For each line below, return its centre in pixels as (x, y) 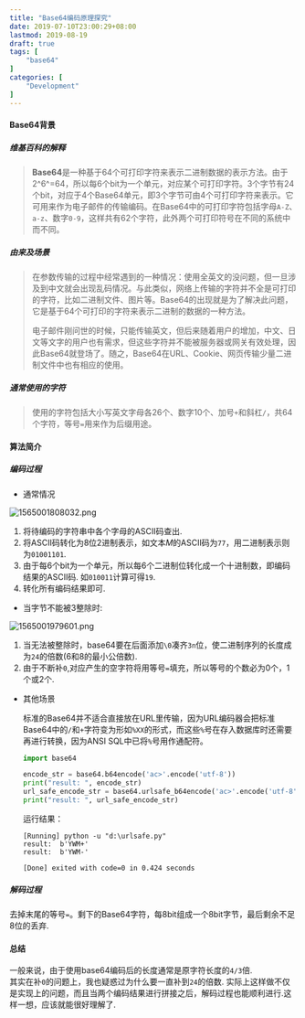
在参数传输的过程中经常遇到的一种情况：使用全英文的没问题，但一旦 (160, 277)
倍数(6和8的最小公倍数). (92, 656)
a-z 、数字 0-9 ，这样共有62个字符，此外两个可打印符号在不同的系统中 (161, 218)
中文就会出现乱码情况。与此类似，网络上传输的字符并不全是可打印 (172, 288)
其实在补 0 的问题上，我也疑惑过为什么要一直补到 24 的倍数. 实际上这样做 (142, 982)
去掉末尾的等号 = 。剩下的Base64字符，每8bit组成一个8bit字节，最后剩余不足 (152, 914)
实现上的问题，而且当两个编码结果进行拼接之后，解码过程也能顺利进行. (151, 993)
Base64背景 (33, 125)
